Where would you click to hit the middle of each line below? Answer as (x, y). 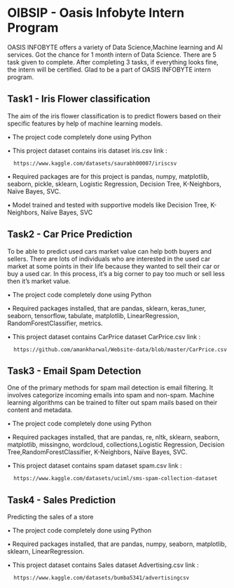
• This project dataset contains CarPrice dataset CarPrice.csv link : (104, 336)
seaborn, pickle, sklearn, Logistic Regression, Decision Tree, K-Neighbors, (115, 184)
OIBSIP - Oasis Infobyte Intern (96, 13)
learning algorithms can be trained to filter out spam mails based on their (112, 403)
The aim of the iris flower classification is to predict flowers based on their (115, 116)
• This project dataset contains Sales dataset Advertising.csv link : (103, 565)
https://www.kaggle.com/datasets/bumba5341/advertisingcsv (102, 578)
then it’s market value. (39, 281)
